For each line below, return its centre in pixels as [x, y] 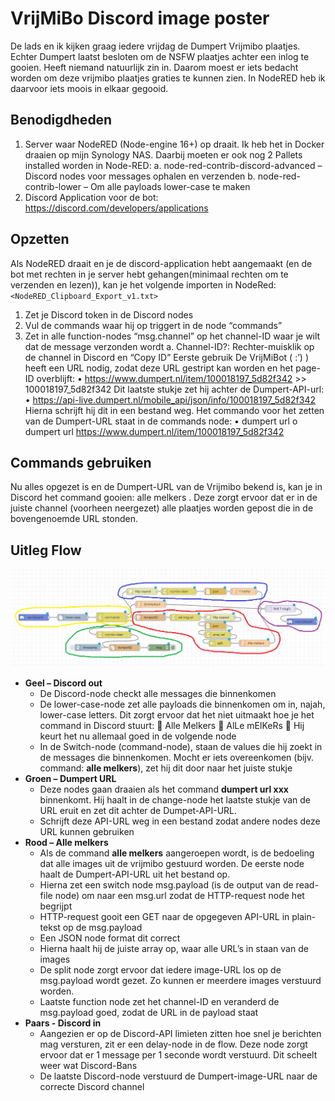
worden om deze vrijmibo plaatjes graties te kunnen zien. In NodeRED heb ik [168, 78]
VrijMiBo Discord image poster [140, 18]
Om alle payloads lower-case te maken [170, 186]
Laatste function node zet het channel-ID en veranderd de [159, 1002]
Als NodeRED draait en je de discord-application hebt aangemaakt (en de [161, 263]
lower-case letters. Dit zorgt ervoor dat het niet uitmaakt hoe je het [177, 715]
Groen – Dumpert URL [70, 779]
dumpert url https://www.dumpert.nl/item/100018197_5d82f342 [154, 431]
